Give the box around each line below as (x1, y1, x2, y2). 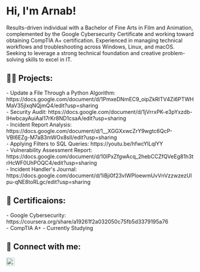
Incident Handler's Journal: (10, 165, 77, 173)
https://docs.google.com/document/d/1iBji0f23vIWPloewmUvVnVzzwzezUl (6, 172, 192, 179)
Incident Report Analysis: (10, 121, 72, 128)
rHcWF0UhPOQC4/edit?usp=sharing (6, 159, 97, 166)
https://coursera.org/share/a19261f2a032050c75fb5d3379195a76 (6, 217, 169, 225)
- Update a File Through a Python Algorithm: (6, 89, 116, 96)
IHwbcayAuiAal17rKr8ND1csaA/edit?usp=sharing (6, 114, 126, 122)
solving (6, 56, 25, 63)
